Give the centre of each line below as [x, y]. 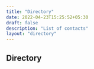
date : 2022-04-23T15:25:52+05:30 [47, 17]
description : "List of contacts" [47, 28]
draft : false [22, 23]
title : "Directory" [30, 12]
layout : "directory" [32, 34]
